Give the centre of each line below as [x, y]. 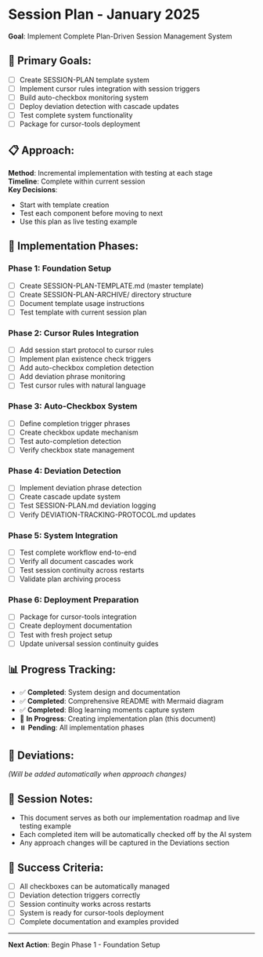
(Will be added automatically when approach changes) [97, 774]
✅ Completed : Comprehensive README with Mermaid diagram [122, 701]
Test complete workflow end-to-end [78, 552]
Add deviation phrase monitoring [72, 377]
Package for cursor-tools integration [78, 617]
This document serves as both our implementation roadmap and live [130, 818]
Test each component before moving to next [91, 213]
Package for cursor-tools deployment [80, 124]
